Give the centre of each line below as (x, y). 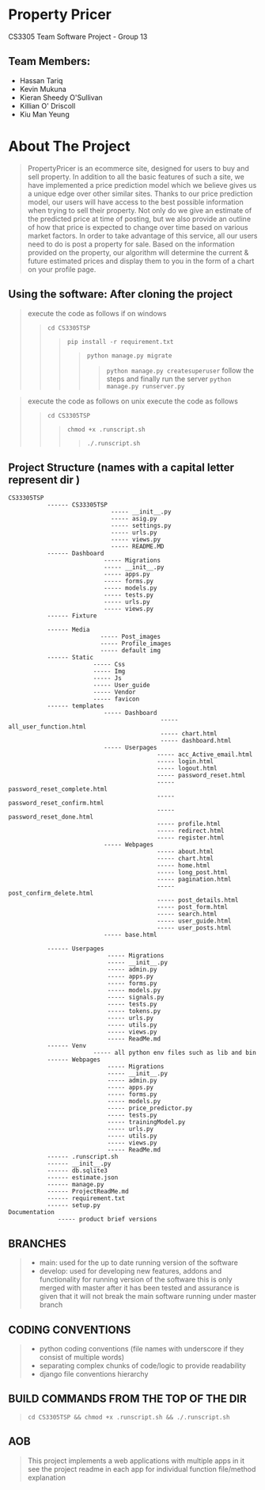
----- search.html (187, 914)
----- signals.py (136, 997)
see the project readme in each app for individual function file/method (142, 1469)
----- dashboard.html (196, 741)
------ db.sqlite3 (78, 1171)
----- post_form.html (192, 907)
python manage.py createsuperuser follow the (180, 370)
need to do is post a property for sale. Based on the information (131, 244)
